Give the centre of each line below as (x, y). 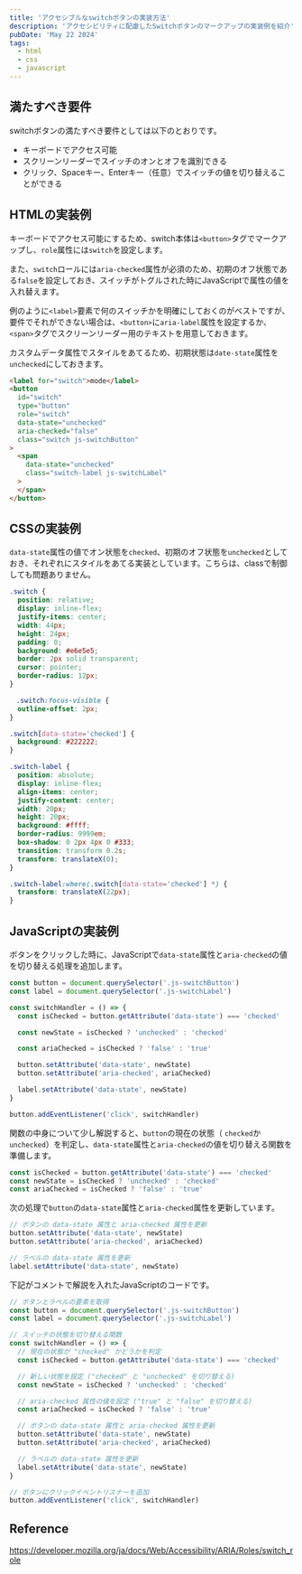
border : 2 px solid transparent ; (78, 659)
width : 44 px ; (42, 625)
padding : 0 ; (40, 642)
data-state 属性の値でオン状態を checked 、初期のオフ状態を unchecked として (149, 552)
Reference (39, 1528)
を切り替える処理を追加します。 (69, 966)
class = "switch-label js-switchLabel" (96, 473)
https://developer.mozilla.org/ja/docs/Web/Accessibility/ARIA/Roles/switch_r (151, 1551)
